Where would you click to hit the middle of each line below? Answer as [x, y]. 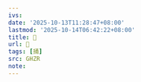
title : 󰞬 [22, 37]
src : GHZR [24, 59]
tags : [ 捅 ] [26, 52]
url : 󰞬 [19, 45]
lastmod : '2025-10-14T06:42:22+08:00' [72, 30]
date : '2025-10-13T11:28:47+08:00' [67, 23]
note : [17, 66]
